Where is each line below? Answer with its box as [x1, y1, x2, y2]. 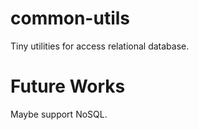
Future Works [10, 75, 126, 98]
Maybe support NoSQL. [10, 108, 108, 120]
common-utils [10, 7, 130, 30]
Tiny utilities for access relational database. [10, 40, 190, 52]
